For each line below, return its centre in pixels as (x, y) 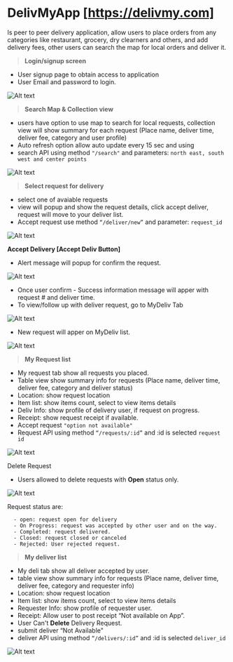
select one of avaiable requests (63, 199)
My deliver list (45, 557)
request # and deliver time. (56, 297)
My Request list (48, 359)
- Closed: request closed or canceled (70, 538)
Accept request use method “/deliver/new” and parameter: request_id (120, 222)
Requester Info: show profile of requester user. (85, 608)
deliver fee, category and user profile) (72, 138)
